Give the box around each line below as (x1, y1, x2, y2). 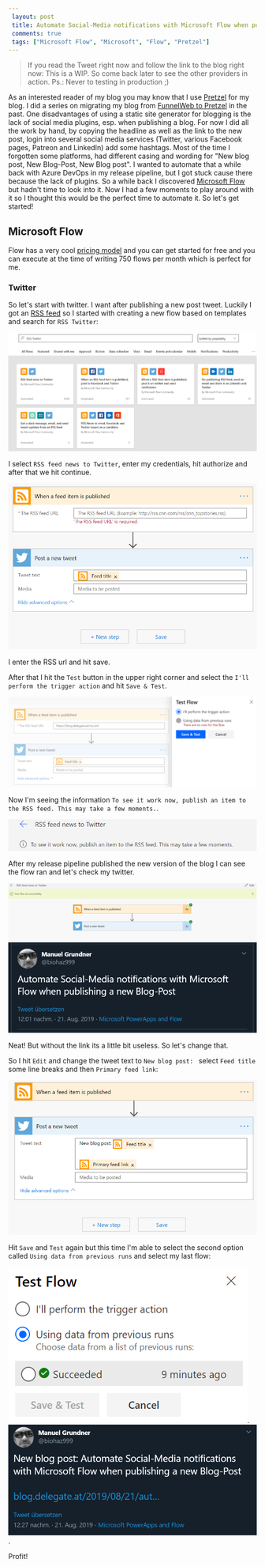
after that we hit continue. (8, 467, 92, 477)
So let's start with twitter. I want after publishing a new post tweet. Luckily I (8, 300, 252, 310)
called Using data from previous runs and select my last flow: (8, 1252, 211, 1261)
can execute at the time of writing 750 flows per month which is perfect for (8, 254, 252, 264)
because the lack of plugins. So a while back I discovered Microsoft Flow (8, 176, 245, 186)
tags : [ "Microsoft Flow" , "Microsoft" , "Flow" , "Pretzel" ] (11, 38, 211, 46)
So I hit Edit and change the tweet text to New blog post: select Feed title (8, 1055, 256, 1065)
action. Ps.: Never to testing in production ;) (27, 77, 170, 87)
